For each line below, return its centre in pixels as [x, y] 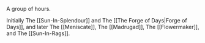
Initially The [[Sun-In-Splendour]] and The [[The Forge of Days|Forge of [97, 20]
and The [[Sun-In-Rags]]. [38, 33]
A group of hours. [28, 9]
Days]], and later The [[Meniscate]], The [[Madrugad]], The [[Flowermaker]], [103, 27]
